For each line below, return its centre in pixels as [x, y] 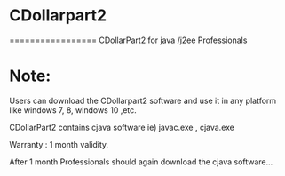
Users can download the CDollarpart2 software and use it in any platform [143, 100]
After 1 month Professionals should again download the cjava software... [141, 162]
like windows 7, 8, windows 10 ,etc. [73, 110]
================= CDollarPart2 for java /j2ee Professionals [128, 40]
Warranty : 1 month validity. [59, 144]
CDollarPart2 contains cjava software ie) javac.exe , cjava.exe [122, 127]
